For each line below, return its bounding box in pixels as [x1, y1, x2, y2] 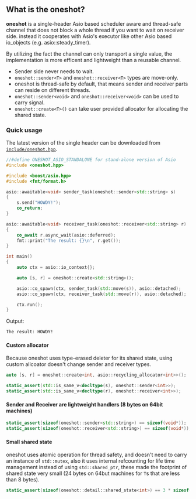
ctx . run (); [16, 302, 43, 307]
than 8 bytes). [6, 476, 40, 483]
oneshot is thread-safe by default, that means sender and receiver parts [14, 80, 188, 87]
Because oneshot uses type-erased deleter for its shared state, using [6, 354, 173, 362]
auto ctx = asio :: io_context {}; [16, 265, 95, 271]
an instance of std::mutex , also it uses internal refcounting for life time [6, 457, 175, 464]
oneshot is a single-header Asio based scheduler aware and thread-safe [6, 20, 181, 27]
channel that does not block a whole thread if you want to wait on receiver [6, 26, 185, 33]
